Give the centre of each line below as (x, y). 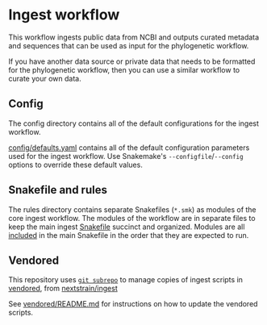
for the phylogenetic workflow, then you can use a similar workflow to (124, 69)
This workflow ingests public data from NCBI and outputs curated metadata (134, 37)
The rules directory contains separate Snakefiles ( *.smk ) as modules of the (132, 209)
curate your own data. (45, 78)
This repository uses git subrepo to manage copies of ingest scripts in (126, 280)
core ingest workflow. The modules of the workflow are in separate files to (132, 218)
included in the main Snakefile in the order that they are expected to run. (129, 235)
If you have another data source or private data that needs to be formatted (132, 61)
